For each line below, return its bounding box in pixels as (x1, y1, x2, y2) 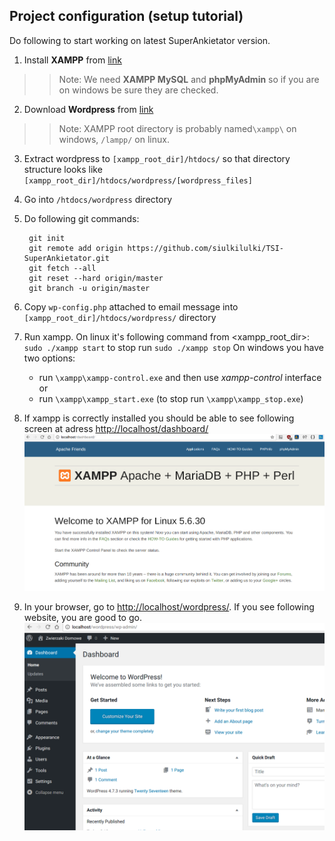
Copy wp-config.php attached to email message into (23, 300, 239, 313)
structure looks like (23, 163, 103, 175)
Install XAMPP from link (23, 54, 122, 66)
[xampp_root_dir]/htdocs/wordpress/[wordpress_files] (23, 175, 253, 186)
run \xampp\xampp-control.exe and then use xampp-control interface (38, 371, 322, 383)
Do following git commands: (23, 212, 140, 224)
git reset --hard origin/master (28, 273, 164, 283)
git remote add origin (28, 243, 124, 253)
